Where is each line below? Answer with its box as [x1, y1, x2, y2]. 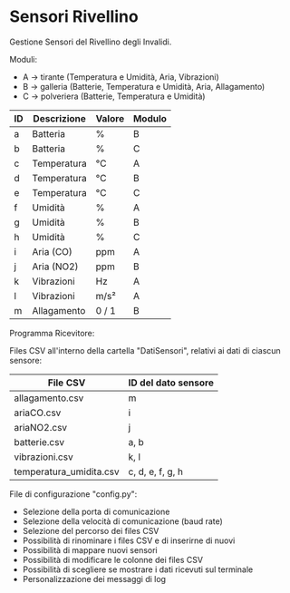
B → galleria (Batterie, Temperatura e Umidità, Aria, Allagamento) [22, 81, 266, 92]
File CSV [47, 376, 86, 389]
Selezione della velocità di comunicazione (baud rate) [22, 515, 224, 527]
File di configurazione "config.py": [9, 488, 138, 500]
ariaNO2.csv [14, 421, 68, 433]
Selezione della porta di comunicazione [22, 506, 170, 517]
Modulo [132, 112, 168, 124]
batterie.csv [14, 435, 65, 448]
